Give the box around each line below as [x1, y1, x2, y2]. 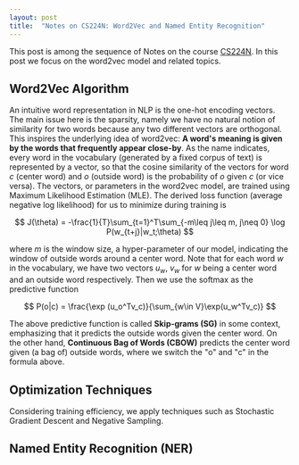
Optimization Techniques [9, 382, 153, 397]
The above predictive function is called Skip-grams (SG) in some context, [9, 319, 281, 329]
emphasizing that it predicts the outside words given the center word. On [9, 328, 278, 339]
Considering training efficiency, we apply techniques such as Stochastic [9, 405, 275, 416]
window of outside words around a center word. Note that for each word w [9, 253, 284, 264]
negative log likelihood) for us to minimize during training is [9, 200, 227, 211]
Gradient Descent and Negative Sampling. [9, 415, 163, 426]
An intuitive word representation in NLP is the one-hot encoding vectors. [9, 104, 276, 116]
